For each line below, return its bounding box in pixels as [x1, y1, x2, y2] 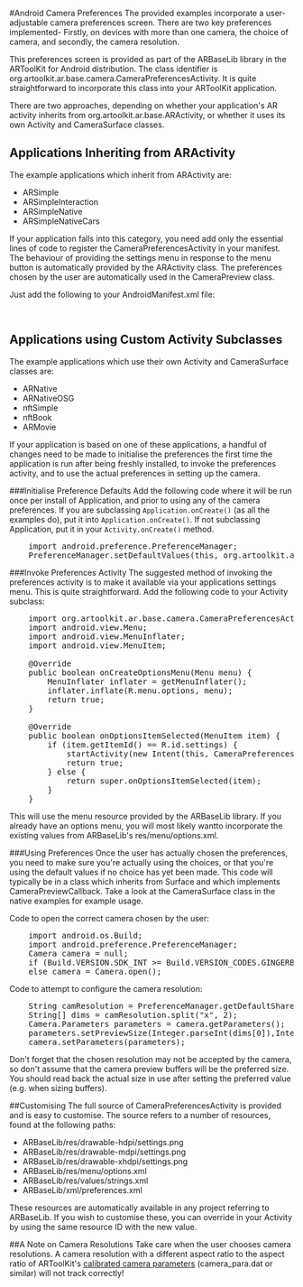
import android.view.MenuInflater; [28, 631, 186, 642]
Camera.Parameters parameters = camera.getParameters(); [28, 1019, 286, 1029]
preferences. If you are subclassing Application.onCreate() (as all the [9, 505, 271, 515]
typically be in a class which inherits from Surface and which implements [9, 875, 281, 887]
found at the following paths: [9, 1119, 116, 1130]
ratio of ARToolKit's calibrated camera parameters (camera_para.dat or [9, 1258, 273, 1269]
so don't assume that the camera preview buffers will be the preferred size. [9, 1063, 289, 1074]
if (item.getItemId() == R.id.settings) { [47, 739, 238, 750]
